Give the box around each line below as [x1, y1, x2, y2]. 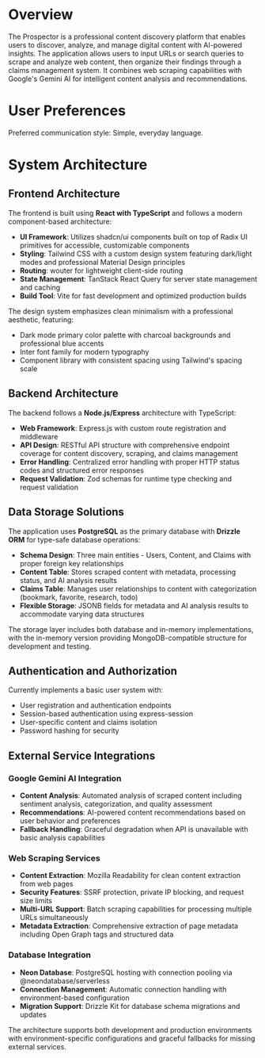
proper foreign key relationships [19, 558, 124, 568]
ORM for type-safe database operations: [8, 535, 141, 544]
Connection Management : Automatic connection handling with [19, 984, 227, 994]
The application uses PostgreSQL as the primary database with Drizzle [8, 526, 241, 536]
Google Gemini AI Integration [8, 772, 122, 784]
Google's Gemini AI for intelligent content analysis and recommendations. [8, 74, 248, 83]
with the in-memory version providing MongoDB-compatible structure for [8, 633, 248, 642]
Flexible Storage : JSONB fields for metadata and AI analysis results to [19, 600, 249, 610]
